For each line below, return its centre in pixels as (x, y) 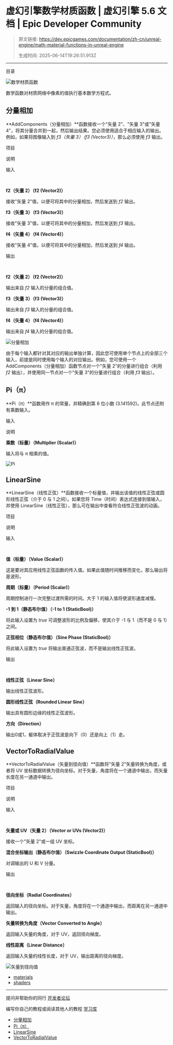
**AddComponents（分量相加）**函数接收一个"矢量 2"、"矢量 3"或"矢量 (83, 124)
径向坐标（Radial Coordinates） (40, 895)
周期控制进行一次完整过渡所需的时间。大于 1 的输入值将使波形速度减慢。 (82, 598)
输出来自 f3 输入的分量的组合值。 (41, 309)
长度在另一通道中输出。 (31, 777)
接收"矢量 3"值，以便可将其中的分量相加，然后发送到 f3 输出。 (72, 223)
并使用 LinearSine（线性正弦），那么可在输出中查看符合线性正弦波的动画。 (84, 506)
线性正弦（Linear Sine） (32, 680)
